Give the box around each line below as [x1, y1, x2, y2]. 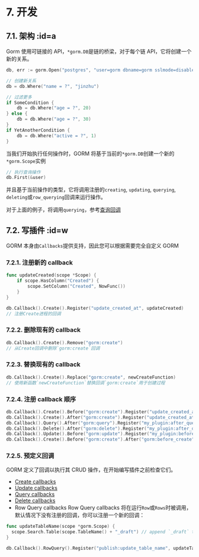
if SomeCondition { [6, 99, 54, 106]
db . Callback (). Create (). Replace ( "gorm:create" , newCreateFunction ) [6, 374, 176, 380]
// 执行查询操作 [6, 169, 41, 175]
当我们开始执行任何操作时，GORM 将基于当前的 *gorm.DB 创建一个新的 [6, 150, 175, 157]
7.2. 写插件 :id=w [6, 225, 69, 235]
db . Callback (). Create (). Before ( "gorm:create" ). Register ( [6, 408, 150, 415]
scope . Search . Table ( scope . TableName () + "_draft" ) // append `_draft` [11, 529, 190, 535]
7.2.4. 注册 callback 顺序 [6, 395, 76, 403]
